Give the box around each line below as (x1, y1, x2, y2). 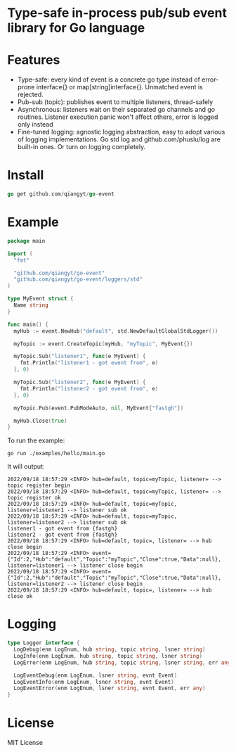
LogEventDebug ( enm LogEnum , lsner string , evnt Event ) (13, 672, 178, 679)
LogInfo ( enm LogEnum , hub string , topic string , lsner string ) (13, 652, 202, 659)
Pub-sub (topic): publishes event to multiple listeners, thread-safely (17, 98, 214, 106)
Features (7, 52, 60, 68)
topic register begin (7, 482, 71, 490)
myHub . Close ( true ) (13, 417, 68, 424)
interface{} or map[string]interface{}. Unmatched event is (36, 83, 203, 91)
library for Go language (7, 20, 145, 36)
